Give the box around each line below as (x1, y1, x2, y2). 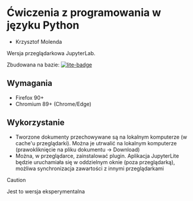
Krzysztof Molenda (15, 38, 62, 45)
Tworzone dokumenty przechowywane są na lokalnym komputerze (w (15, 133, 188, 141)
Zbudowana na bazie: (7, 61, 60, 68)
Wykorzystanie (7, 117, 65, 127)
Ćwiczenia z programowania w (7, 6, 162, 20)
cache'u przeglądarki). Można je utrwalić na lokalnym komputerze (15, 139, 177, 146)
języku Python (7, 18, 80, 32)
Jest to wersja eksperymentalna (7, 187, 86, 195)
